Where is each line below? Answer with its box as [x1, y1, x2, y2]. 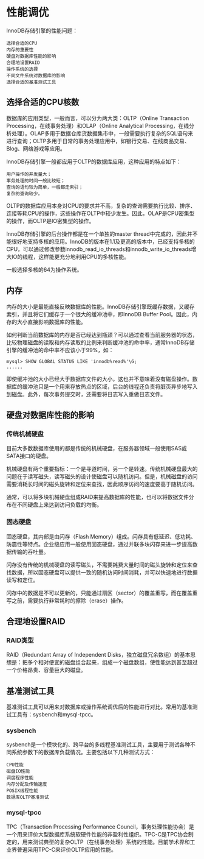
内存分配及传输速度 [6, 781, 47, 788]
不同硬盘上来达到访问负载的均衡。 [16, 501, 102, 509]
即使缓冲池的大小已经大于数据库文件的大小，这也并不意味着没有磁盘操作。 [6, 375, 192, 383]
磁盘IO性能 [6, 768, 30, 774]
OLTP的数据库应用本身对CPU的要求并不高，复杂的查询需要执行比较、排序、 [6, 202, 196, 209]
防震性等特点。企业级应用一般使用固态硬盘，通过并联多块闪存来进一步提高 [6, 540, 192, 548]
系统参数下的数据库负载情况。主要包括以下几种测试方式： [11, 749, 155, 756]
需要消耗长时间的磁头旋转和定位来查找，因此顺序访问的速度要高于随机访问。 [6, 481, 198, 488]
